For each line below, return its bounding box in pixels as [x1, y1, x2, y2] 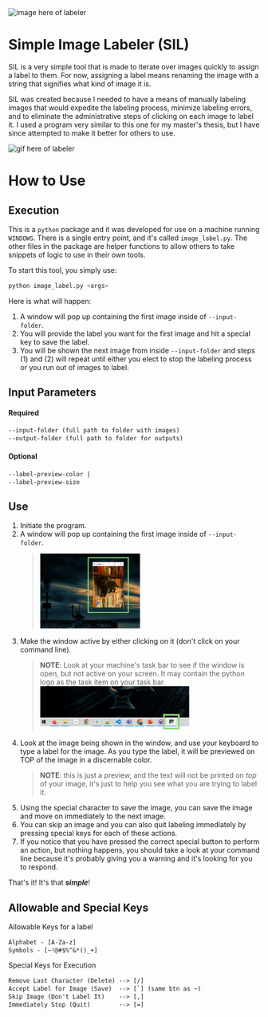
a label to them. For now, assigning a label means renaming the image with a [8, 70, 259, 80]
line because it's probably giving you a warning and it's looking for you [19, 853, 253, 864]
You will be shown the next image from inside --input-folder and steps [19, 345, 255, 355]
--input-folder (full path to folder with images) [8, 427, 180, 435]
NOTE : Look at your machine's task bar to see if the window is [39, 660, 245, 670]
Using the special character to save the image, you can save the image [19, 803, 253, 813]
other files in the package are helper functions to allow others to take [8, 241, 235, 250]
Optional [8, 451, 37, 461]
